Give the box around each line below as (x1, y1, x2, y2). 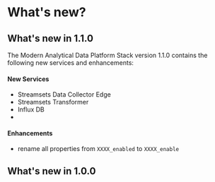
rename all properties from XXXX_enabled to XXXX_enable (17, 145, 179, 153)
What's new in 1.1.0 (7, 32, 94, 44)
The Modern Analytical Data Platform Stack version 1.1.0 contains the (7, 51, 208, 59)
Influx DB (17, 105, 45, 114)
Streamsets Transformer (17, 98, 89, 107)
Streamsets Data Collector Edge (17, 90, 111, 99)
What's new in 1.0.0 (7, 165, 96, 177)
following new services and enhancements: (7, 59, 134, 67)
